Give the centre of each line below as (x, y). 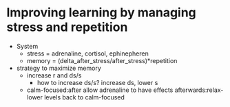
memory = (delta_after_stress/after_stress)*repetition (102, 60)
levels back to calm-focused (84, 97)
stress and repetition (67, 27)
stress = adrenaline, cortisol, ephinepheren (87, 53)
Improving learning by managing (102, 13)
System (27, 46)
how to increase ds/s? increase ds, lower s (97, 82)
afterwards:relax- (199, 90)
